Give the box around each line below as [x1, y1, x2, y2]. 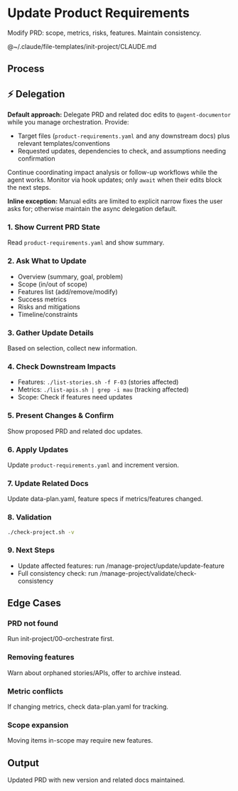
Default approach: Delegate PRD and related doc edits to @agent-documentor [7, 110, 231, 119]
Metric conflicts [7, 686, 64, 696]
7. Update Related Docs [7, 478, 89, 488]
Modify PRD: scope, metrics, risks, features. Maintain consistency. [7, 28, 202, 37]
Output [7, 757, 39, 769]
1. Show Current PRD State [7, 222, 101, 232]
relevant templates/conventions [17, 139, 110, 148]
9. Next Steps [7, 545, 55, 555]
